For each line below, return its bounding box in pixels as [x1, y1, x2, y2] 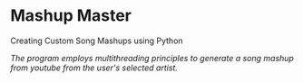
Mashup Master [10, 5, 132, 26]
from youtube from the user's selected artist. [10, 62, 178, 73]
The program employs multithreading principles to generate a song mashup [10, 52, 294, 63]
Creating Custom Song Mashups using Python [10, 35, 184, 46]
